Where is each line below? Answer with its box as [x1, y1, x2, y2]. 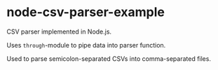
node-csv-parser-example [6, 4, 165, 20]
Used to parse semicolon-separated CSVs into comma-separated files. [6, 54, 212, 63]
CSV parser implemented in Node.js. [6, 27, 112, 36]
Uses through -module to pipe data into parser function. [6, 41, 166, 49]
